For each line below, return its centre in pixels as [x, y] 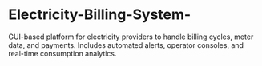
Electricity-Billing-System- [100, 15]
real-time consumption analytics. [63, 53]
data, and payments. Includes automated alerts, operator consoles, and [126, 45]
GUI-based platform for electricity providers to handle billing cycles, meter [131, 37]
